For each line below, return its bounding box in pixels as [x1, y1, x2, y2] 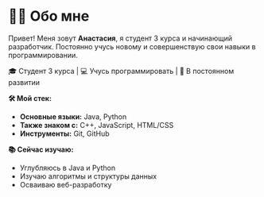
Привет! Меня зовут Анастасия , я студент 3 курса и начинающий [8, 33, 233, 43]
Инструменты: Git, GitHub [19, 129, 110, 138]
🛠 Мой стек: [8, 93, 52, 102]
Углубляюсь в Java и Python [19, 163, 116, 172]
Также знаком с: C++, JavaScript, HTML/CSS [19, 120, 174, 129]
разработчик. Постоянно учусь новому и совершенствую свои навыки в [8, 41, 256, 51]
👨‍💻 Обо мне [8, 7, 90, 25]
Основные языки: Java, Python [19, 111, 127, 122]
